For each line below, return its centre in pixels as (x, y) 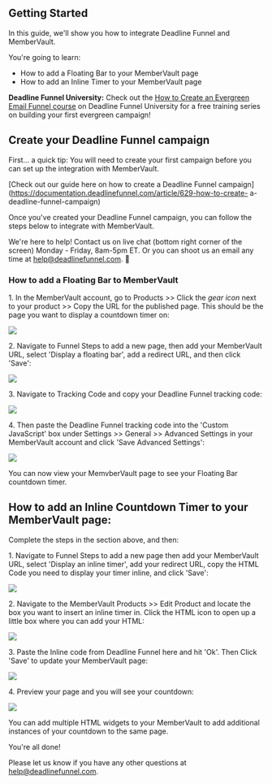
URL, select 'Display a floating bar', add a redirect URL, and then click (125, 354)
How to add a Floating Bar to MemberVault (93, 279)
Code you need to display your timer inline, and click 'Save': (108, 573)
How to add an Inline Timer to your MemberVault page (111, 81)
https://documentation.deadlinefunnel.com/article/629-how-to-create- (130, 193)
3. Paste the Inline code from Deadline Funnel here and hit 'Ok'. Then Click (133, 652)
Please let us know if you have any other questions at (97, 762)
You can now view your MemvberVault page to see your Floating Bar (123, 473)
